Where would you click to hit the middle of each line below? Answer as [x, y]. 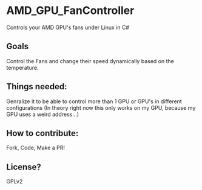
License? [24, 167]
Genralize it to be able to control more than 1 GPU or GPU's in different [94, 101]
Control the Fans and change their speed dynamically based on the [90, 61]
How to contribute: [42, 133]
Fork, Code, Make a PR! [36, 148]
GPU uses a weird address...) [43, 114]
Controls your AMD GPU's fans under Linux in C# [68, 27]
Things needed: [37, 87]
